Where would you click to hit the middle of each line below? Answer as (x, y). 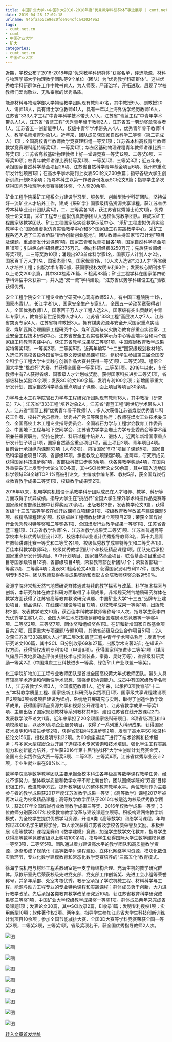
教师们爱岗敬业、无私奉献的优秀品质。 (46, 92)
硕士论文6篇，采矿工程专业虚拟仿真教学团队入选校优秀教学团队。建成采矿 (83, 216)
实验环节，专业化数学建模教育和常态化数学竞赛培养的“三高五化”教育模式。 (84, 857)
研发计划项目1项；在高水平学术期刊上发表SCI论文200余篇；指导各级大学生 (84, 173)
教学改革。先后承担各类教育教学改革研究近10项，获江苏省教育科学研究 (84, 894)
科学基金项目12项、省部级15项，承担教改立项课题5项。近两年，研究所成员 (87, 455)
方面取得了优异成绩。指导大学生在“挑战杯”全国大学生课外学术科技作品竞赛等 (86, 498)
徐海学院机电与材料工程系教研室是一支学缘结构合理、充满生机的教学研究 (81, 868)
